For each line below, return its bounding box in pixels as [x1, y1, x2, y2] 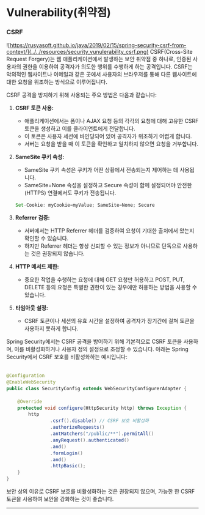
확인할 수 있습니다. [24, 235, 69, 242]
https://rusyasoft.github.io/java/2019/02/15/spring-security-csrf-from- [10, 42, 187, 49]
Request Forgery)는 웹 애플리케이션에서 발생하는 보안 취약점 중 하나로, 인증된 [6, 56, 192, 63]
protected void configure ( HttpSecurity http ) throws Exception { [17, 405, 187, 411]
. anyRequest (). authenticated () [49, 437, 130, 443]
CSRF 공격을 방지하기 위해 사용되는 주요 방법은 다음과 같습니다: [6, 91, 157, 98]
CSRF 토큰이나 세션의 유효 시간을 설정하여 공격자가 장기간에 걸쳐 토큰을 [24, 317, 195, 325]
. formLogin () [49, 450, 84, 456]
